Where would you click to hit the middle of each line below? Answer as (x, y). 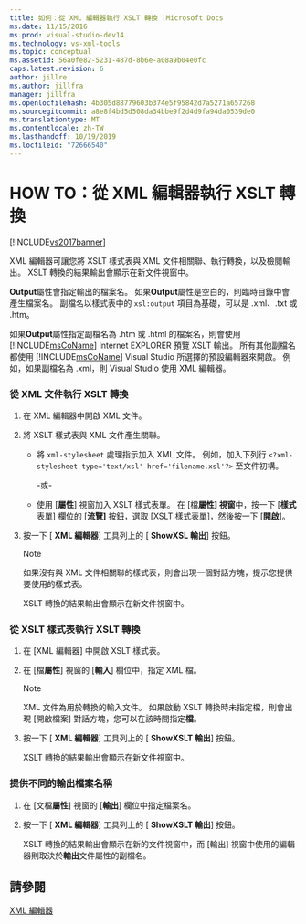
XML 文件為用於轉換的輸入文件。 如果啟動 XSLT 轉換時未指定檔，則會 (153, 708)
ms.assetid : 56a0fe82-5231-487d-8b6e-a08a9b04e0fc (108, 60)
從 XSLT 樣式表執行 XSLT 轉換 (75, 629)
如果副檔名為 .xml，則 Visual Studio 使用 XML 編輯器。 (128, 368)
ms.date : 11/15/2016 (49, 26)
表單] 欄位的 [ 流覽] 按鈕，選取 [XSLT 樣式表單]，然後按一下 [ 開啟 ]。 (163, 516)
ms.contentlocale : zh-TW (57, 129)
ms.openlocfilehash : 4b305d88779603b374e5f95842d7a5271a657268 (132, 103)
